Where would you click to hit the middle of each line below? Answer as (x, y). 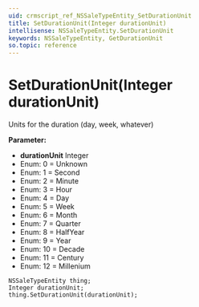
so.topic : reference (43, 46)
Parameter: (27, 140)
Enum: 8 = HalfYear (52, 232)
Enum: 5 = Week (47, 207)
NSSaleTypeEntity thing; (50, 281)
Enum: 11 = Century (52, 258)
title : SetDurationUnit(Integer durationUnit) (87, 23)
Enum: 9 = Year (45, 240)
